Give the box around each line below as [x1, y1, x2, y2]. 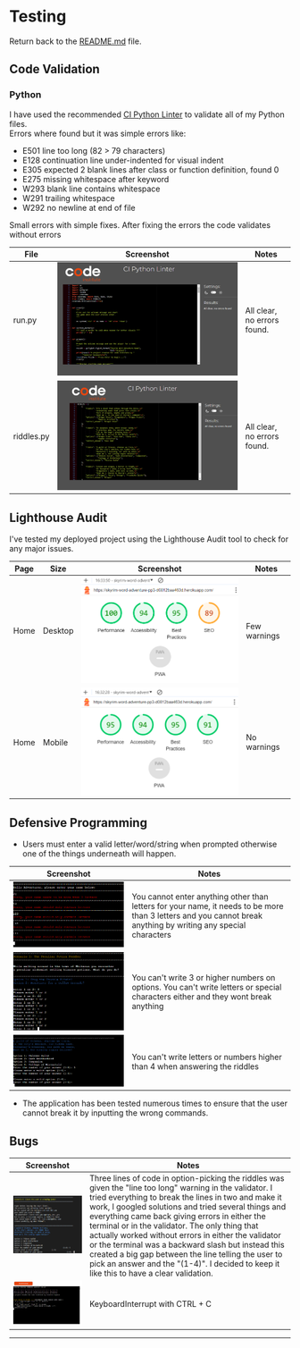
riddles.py [12, 431, 50, 442]
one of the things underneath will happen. [21, 848, 177, 859]
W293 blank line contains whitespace [21, 183, 161, 194]
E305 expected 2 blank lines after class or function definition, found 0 [21, 164, 279, 175]
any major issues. [9, 543, 74, 554]
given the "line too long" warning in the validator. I [88, 1182, 273, 1192]
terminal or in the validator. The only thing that [88, 1220, 259, 1231]
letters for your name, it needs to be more [131, 900, 284, 911]
